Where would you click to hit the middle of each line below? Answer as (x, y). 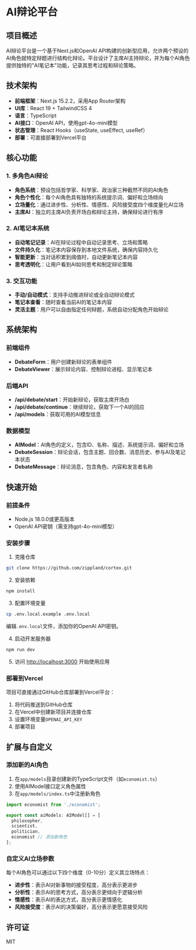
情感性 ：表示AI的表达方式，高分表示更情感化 (68, 900)
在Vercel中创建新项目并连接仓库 (53, 712)
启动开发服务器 (32, 638)
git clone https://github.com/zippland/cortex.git (69, 568)
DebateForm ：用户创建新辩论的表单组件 (63, 362)
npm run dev (20, 649)
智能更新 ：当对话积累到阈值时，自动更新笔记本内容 (76, 257)
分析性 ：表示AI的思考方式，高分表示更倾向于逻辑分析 (79, 893)
